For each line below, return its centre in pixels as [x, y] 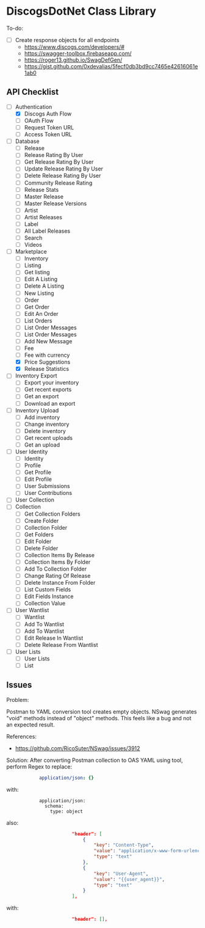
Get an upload [42, 445]
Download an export [50, 403]
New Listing [39, 293]
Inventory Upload [37, 410]
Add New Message [48, 341]
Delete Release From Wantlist [61, 645]
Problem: [18, 700]
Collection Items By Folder [57, 562]
